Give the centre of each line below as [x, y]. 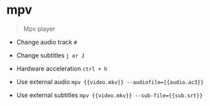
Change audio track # [47, 42]
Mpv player [39, 29]
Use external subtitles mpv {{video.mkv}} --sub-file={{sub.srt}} [109, 95]
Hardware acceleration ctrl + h [62, 68]
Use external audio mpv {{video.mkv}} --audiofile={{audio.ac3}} [110, 81]
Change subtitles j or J [50, 55]
